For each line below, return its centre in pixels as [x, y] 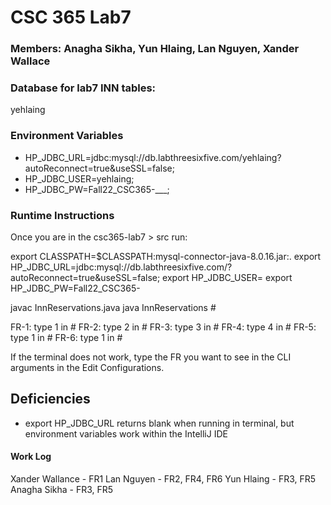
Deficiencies [50, 399]
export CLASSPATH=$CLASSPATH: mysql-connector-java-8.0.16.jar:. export [166, 256]
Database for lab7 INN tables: [83, 88]
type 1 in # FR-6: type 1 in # [66, 337]
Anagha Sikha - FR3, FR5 [62, 490]
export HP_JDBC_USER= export [227, 277]
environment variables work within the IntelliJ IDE [126, 433]
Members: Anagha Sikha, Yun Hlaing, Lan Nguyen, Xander [155, 49]
